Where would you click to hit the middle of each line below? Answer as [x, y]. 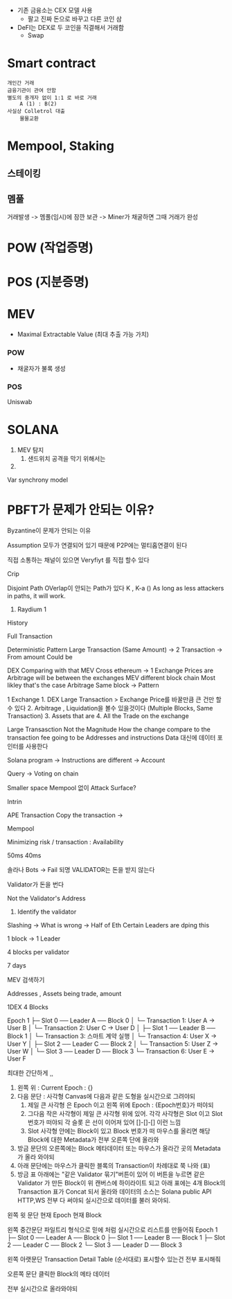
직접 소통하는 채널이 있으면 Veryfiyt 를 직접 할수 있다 [79, 560]
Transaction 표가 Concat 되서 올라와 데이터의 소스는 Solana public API [114, 1192]
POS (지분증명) [48, 282]
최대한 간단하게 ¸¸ [30, 1073]
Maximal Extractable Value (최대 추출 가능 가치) [83, 334]
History [18, 623]
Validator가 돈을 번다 [36, 884]
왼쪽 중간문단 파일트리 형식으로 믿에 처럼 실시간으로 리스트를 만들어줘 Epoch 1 [113, 1230]
